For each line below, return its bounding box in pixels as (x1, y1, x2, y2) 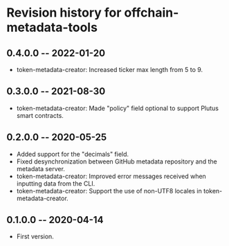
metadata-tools (6, 19, 98, 35)
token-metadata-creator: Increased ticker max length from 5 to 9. (16, 66, 203, 73)
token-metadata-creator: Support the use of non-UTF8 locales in (16, 186, 202, 195)
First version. (16, 232, 55, 240)
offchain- (124, 5, 179, 21)
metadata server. (16, 164, 65, 173)
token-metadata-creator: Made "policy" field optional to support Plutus (16, 104, 219, 112)
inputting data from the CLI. (16, 179, 95, 188)
